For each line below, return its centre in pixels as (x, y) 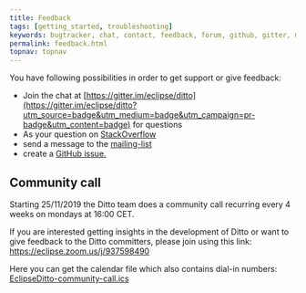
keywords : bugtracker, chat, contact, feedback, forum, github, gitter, (150, 35)
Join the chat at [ (54, 96)
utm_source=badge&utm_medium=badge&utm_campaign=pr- (139, 115)
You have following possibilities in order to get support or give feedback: (146, 78)
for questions (158, 125)
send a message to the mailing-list (87, 144)
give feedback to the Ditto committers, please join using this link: (131, 241)
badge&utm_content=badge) (76, 125)
